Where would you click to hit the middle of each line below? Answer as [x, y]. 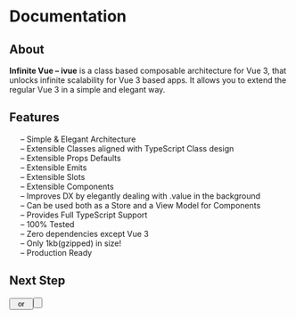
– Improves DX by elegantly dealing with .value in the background [141, 196]
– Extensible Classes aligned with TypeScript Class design [127, 148]
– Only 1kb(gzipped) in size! [71, 243]
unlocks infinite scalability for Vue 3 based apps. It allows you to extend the [148, 80]
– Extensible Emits [54, 168]
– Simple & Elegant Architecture [78, 139]
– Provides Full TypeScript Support [84, 215]
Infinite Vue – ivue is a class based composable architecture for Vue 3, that [148, 70]
